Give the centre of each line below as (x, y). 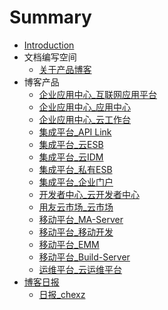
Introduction (49, 45)
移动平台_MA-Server (81, 219)
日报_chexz (62, 294)
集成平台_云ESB (71, 144)
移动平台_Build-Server (84, 257)
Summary (50, 17)
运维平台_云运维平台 (80, 269)
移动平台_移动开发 (76, 232)
